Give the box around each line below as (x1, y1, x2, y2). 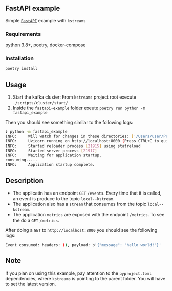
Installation (5, 55, 34, 62)
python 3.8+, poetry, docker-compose (5, 42, 86, 48)
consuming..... (5, 158, 38, 163)
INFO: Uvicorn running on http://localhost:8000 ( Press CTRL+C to (5, 138, 159, 143)
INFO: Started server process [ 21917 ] (5, 148, 97, 153)
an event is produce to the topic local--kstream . (12, 195, 115, 201)
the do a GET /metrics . (12, 217, 60, 223)
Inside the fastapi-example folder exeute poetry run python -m (12, 105, 146, 111)
